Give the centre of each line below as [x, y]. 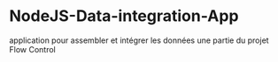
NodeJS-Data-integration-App [124, 16]
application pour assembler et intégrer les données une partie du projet [139, 40]
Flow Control [32, 49]
